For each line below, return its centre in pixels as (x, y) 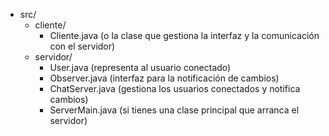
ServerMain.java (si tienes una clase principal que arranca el (174, 110)
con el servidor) (82, 46)
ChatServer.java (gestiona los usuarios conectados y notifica (175, 88)
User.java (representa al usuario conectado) (140, 67)
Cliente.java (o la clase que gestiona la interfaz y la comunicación (184, 35)
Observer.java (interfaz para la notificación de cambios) (164, 78)
